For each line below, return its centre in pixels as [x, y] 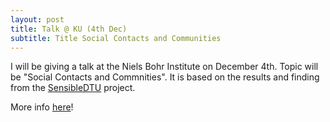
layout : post [37, 19]
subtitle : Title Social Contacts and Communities [116, 38]
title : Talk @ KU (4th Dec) [69, 29]
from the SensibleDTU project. [73, 88]
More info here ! [42, 107]
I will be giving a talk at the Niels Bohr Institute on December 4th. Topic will [164, 67]
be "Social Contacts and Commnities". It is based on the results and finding [165, 77]
